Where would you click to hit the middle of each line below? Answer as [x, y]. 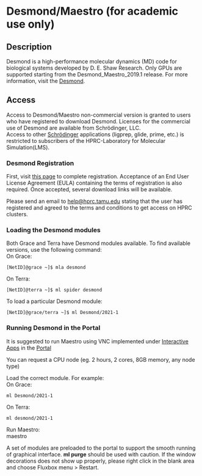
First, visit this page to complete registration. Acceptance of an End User [98, 177]
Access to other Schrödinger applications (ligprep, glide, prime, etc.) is [95, 134]
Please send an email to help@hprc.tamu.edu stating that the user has [95, 201]
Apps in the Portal [29, 348]
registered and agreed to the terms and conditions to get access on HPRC [99, 208]
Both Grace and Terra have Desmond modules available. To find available [99, 243]
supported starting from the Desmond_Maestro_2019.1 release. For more [97, 74]
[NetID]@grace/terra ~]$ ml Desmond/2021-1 [63, 313]
